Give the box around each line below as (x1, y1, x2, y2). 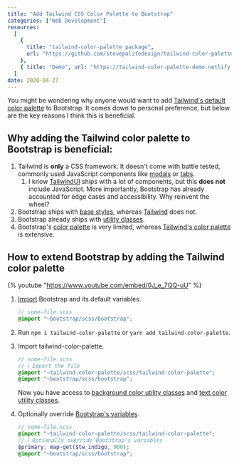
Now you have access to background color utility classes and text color (17, 388, 228, 397)
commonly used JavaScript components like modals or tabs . (17, 170, 196, 178)
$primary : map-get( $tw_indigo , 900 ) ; (17, 443, 130, 450)
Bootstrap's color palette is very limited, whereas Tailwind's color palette (17, 222, 231, 232)
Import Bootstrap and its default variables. (17, 295, 142, 303)
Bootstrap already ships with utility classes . (17, 215, 145, 224)
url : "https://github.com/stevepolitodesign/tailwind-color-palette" (26, 51, 237, 58)
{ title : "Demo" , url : (20, 63, 87, 71)
